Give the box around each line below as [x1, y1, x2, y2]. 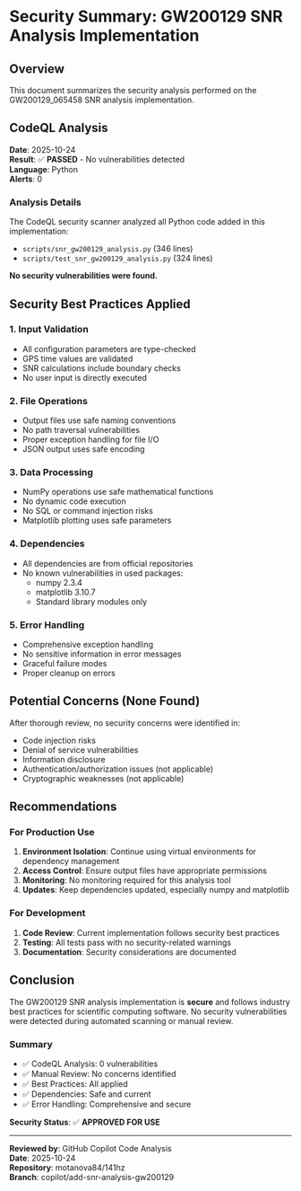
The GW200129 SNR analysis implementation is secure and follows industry [9, 996, 291, 1007]
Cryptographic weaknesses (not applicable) [21, 772, 185, 783]
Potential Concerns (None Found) [9, 693, 201, 709]
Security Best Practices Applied [9, 296, 191, 312]
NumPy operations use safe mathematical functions [21, 487, 214, 498]
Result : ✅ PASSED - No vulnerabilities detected [9, 154, 185, 164]
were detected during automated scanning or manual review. [9, 1015, 234, 1026]
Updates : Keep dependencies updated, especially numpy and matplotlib [21, 885, 289, 895]
